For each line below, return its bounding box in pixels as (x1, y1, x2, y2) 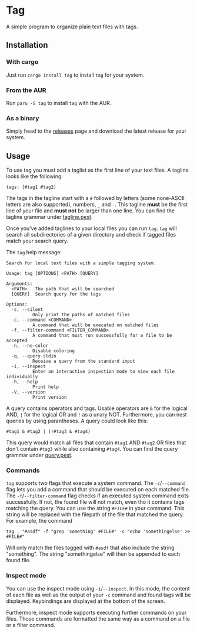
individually (6, 374, 38, 380)
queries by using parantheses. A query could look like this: (6, 417, 148, 425)
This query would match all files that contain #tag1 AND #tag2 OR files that (6, 439, 186, 446)
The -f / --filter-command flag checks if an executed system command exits (6, 492, 189, 499)
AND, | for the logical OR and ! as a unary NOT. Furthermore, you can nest (6, 411, 187, 418)
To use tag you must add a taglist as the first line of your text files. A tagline (6, 166, 189, 174)
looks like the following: (6, 173, 64, 180)
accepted (6, 337, 28, 344)
